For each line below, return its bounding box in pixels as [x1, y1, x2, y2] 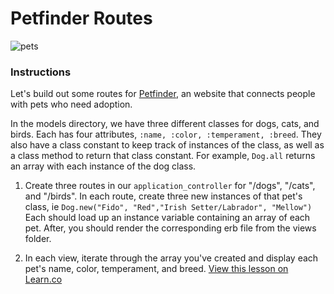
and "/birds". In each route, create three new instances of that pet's [24, 190, 303, 202]
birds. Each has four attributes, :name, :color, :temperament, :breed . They [10, 128, 322, 141]
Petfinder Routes [10, 7, 153, 30]
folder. [24, 233, 52, 245]
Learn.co [24, 273, 63, 286]
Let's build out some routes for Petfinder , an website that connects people [10, 88, 316, 100]
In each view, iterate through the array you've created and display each [24, 252, 319, 264]
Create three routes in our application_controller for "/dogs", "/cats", [24, 180, 316, 192]
